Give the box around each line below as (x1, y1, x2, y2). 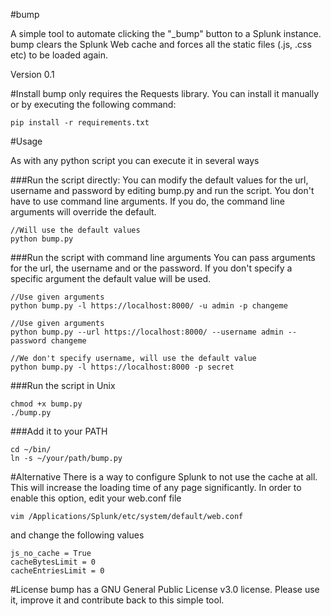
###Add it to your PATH (10, 425, 108, 437)
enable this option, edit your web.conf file (10, 492, 182, 504)
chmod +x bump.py (10, 399, 83, 409)
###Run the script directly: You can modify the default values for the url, (10, 174, 309, 186)
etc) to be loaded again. (10, 49, 108, 61)
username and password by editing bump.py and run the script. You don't (10, 185, 315, 196)
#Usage (10, 135, 43, 147)
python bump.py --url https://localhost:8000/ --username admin (10, 327, 284, 337)
